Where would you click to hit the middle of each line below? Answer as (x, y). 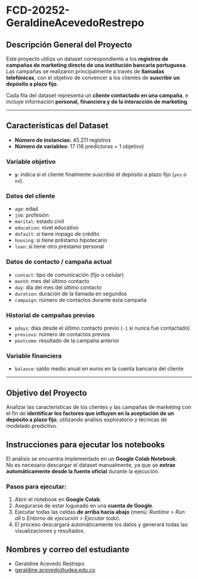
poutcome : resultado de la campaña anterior (67, 341)
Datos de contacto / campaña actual (59, 262)
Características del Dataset (57, 126)
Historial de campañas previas (51, 315)
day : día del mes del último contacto (58, 287)
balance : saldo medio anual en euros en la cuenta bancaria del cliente (99, 369)
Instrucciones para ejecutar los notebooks (85, 445)
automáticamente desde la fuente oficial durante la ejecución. (83, 471)
